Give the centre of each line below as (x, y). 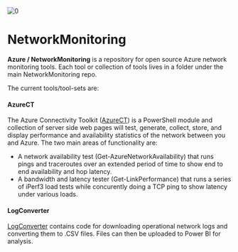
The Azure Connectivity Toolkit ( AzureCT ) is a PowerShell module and (110, 120)
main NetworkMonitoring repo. (52, 74)
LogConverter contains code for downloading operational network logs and (118, 226)
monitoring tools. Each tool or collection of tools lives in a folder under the (115, 67)
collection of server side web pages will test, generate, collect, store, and (115, 128)
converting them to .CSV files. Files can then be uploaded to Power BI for (114, 234)
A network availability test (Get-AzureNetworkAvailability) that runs (116, 157)
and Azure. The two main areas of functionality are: (82, 143)
